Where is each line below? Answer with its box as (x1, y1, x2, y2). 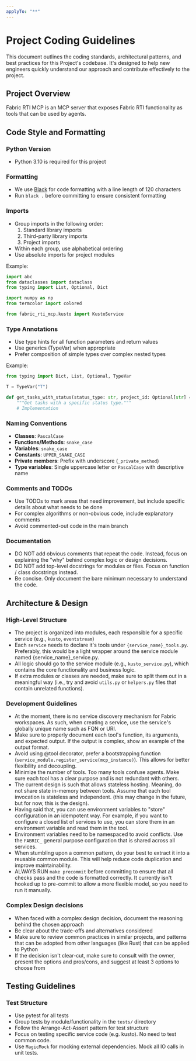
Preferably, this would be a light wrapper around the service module (14, 648, 178, 655)
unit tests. (14, 1049, 39, 1056)
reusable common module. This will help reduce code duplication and (14, 856, 182, 863)
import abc (6, 274, 33, 279)
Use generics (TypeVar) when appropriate (14, 344, 116, 351)
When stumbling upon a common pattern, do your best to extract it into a (14, 849, 190, 856)
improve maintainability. (14, 862, 72, 869)
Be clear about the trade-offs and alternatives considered (14, 927, 153, 934)
